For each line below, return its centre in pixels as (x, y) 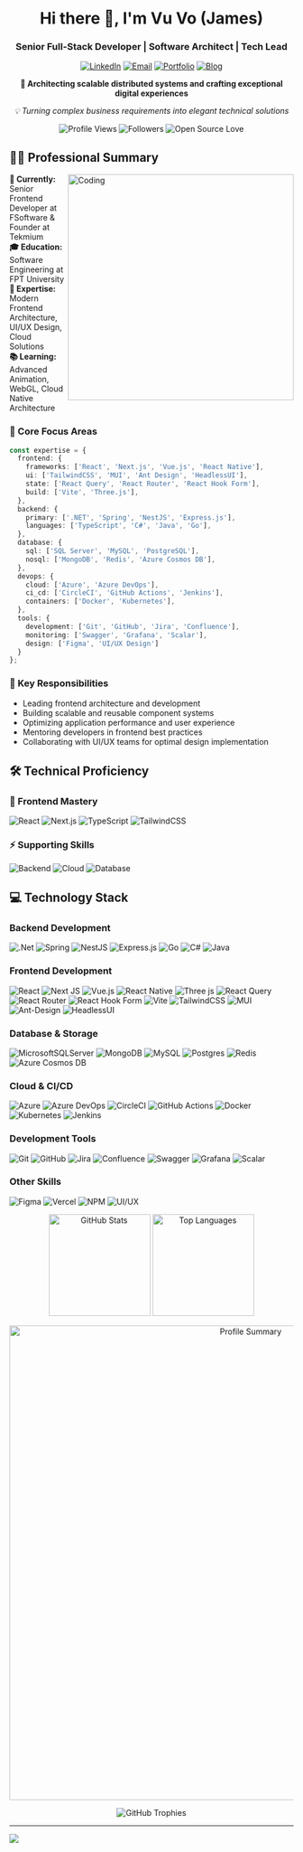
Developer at (33, 208)
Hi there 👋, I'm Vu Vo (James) (151, 19)
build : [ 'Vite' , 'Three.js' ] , (83, 492)
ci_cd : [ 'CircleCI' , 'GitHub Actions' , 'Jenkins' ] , (124, 593)
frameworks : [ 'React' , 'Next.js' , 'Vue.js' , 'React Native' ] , (145, 467)
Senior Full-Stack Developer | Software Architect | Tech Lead (151, 47)
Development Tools (53, 1139)
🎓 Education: (36, 247)
